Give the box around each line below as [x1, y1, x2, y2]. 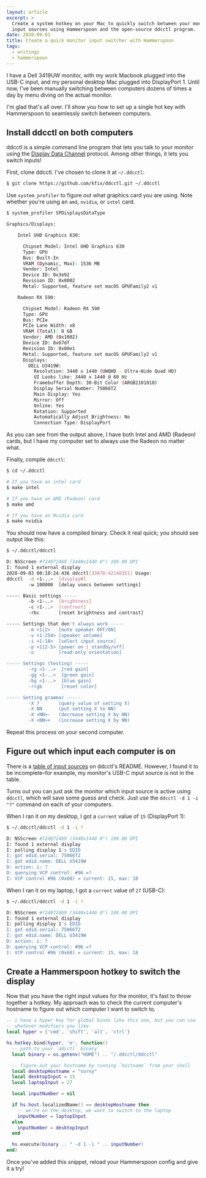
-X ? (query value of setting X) [28, 700, 131, 707]
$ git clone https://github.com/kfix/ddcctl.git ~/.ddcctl [6, 181, 161, 187]
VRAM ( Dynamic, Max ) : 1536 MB [22, 261, 100, 267]
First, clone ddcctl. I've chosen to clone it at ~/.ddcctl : [6, 168, 145, 176]
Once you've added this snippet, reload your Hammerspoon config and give [6, 1158, 198, 1166]
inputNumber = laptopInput [17, 1113, 86, 1119]
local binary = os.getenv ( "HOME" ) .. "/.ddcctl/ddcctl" [12, 1051, 158, 1058]
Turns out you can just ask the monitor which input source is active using [6, 787, 191, 795]
